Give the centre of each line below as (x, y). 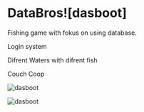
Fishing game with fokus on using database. (72, 33)
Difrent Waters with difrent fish (52, 60)
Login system (27, 46)
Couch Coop (26, 74)
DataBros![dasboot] (67, 13)
